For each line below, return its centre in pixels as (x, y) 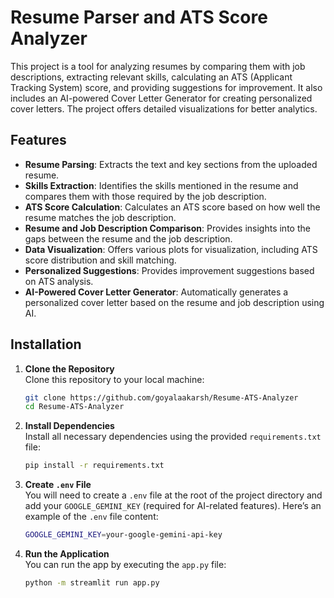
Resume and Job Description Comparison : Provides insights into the (167, 228)
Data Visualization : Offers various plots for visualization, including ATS (171, 249)
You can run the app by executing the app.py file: (125, 565)
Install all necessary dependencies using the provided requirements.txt (173, 437)
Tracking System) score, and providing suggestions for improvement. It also (166, 87)
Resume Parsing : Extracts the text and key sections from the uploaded (171, 164)
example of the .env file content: (91, 517)
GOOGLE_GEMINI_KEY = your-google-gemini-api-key (123, 535)
